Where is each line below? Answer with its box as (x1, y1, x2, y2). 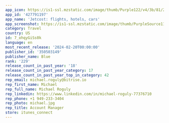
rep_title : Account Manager (5, 105, 64, 110)
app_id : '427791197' (5, 12, 49, 17)
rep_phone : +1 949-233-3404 (5, 96, 64, 101)
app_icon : (5, 7, 26, 13)
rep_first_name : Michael (5, 82, 57, 87)
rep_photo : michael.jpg (5, 101, 55, 106)
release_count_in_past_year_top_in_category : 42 (5, 73, 109, 78)
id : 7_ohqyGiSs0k (5, 36, 42, 41)
